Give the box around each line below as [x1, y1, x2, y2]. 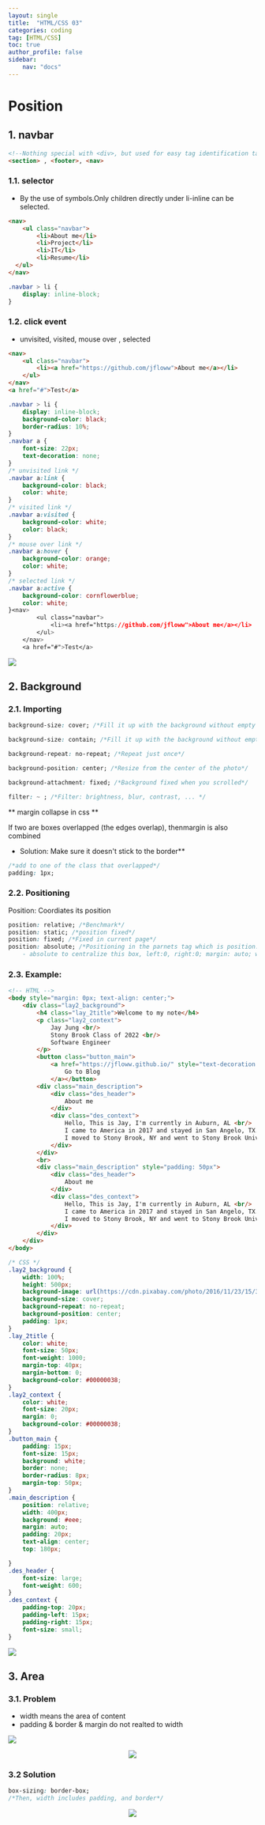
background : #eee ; [22, 1516, 83, 1524]
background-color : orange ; [22, 555, 111, 563]
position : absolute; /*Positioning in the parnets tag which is [8, 943, 224, 951]
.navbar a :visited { [8, 511, 77, 519]
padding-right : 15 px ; [22, 1618, 93, 1626]
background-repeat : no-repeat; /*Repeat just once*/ [8, 750, 185, 758]
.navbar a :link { [8, 474, 65, 482]
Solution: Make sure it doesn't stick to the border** [19, 846, 185, 856]
